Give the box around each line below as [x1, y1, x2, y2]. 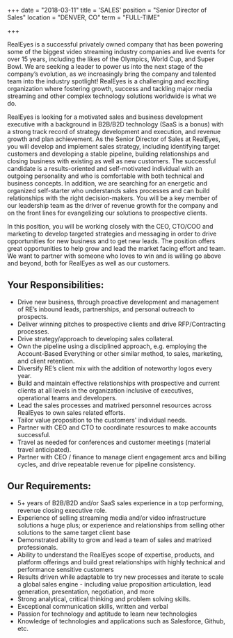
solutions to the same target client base [17, 528, 131, 537]
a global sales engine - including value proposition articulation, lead [17, 580, 211, 588]
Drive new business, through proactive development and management [17, 297, 219, 306]
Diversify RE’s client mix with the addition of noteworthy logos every [17, 364, 213, 373]
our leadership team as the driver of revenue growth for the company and [7, 202, 218, 209]
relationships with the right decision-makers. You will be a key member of [7, 194, 218, 202]
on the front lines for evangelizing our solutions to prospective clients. [7, 208, 208, 217]
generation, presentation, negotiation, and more [17, 587, 154, 596]
